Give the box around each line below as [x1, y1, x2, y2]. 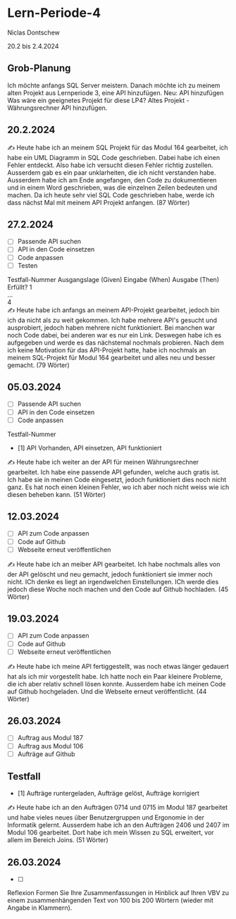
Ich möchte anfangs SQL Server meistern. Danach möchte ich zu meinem [7, 81, 221, 90]
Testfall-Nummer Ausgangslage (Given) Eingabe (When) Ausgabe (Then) [7, 275, 220, 283]
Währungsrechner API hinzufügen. [7, 104, 108, 112]
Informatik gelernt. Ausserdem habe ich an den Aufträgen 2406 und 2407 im [7, 821, 230, 829]
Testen [17, 261, 38, 269]
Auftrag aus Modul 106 [17, 741, 84, 750]
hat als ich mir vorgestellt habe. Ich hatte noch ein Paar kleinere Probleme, [7, 672, 223, 681]
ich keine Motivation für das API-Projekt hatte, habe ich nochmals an [7, 345, 206, 354]
